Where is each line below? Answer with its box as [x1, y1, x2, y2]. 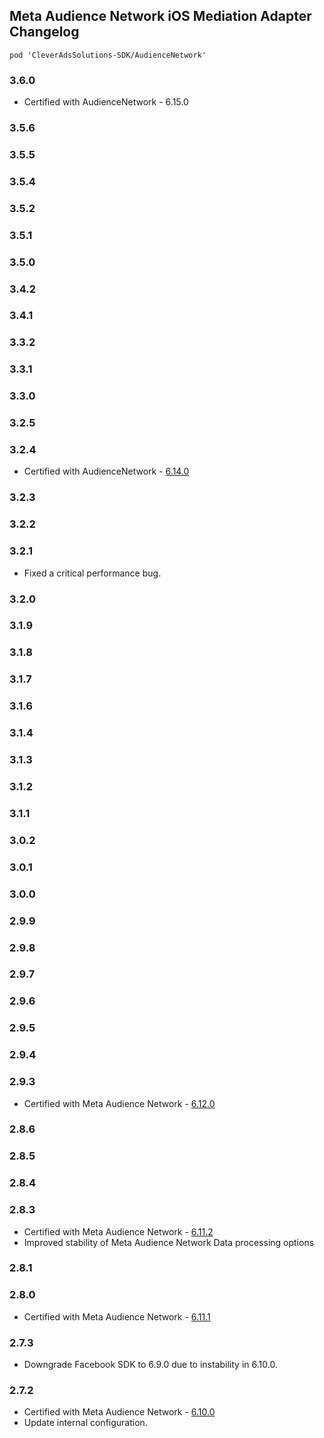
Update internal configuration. [23, 1417, 148, 1429]
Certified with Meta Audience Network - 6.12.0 [23, 1097, 216, 1109]
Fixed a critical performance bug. [23, 567, 162, 579]
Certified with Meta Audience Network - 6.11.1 [23, 1310, 211, 1323]
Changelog [9, 24, 80, 41]
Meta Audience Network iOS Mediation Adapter [9, 8, 312, 25]
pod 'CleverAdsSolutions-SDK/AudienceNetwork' [9, 50, 207, 60]
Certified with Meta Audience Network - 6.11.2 [23, 1225, 214, 1238]
